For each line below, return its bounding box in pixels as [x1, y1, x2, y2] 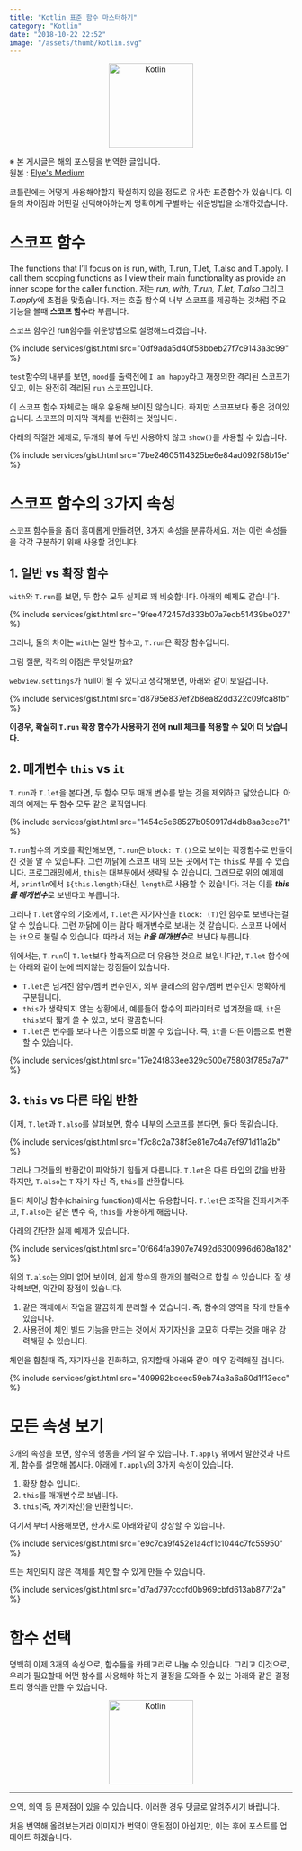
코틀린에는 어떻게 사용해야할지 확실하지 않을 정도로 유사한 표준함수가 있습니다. [9, 186, 283, 198]
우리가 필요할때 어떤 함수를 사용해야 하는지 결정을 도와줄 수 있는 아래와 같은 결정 [9, 1670, 290, 1681]
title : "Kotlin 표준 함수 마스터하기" [9, 13, 138, 22]
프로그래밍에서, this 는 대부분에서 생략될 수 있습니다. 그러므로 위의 [28, 867, 261, 877]
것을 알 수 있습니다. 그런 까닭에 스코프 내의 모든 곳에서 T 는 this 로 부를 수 [18, 856, 273, 867]
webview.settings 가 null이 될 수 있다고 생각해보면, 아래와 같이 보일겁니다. [9, 675, 269, 686]
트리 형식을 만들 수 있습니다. [9, 1682, 108, 1693]
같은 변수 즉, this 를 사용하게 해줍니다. [54, 1206, 189, 1217]
